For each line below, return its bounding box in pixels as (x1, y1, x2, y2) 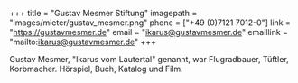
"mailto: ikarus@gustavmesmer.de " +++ (9, 36, 156, 47)
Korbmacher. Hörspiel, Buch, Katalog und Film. (9, 63, 183, 74)
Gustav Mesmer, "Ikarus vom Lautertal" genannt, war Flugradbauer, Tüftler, (9, 54, 289, 64)
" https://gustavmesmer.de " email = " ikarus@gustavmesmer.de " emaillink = (9, 27, 289, 37)
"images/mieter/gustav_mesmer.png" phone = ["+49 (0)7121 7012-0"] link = (9, 17, 291, 28)
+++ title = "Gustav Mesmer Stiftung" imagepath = (9, 8, 198, 18)
